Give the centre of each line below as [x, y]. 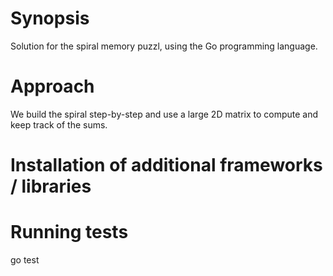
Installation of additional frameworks [166, 165]
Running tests [69, 232]
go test [25, 260]
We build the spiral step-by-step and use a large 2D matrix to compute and [164, 114]
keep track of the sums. [59, 124]
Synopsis [50, 18]
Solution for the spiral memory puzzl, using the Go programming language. [164, 46]
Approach [52, 86]
